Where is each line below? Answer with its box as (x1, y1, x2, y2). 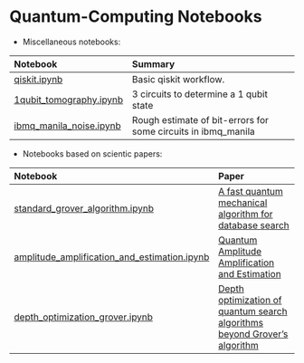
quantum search (218, 305, 288, 318)
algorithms (218, 316, 264, 329)
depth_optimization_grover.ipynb (14, 310, 154, 323)
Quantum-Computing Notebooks (9, 6, 262, 27)
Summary (131, 57, 176, 70)
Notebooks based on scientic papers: (22, 148, 163, 159)
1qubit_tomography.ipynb (14, 93, 124, 106)
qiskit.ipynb (14, 72, 63, 85)
